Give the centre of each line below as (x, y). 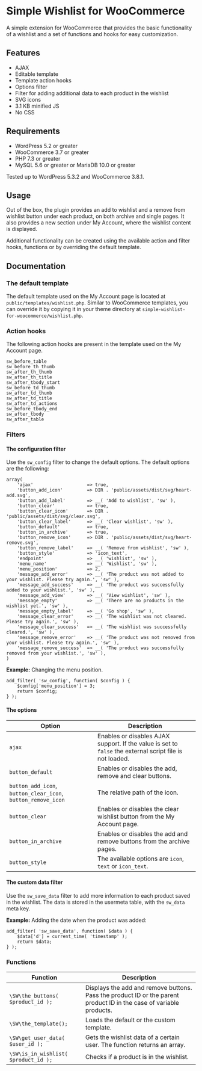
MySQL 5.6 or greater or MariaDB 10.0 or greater (75, 165)
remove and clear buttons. (134, 776)
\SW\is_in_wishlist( (38, 1054)
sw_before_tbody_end (32, 409)
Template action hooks (43, 80)
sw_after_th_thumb (29, 372)
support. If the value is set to (138, 743)
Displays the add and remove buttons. (139, 988)
